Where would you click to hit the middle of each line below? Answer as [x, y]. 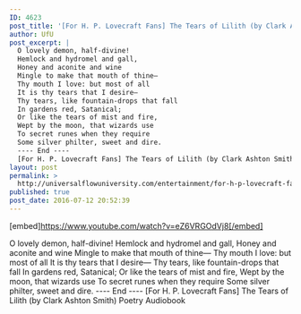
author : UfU [31, 34]
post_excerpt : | [39, 42]
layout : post [34, 167]
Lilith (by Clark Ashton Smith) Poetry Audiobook [98, 300]
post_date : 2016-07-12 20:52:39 [69, 201]
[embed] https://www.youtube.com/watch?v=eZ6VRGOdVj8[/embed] [136, 225]
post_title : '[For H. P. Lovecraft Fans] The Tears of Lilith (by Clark [148, 26]
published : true [39, 192]
